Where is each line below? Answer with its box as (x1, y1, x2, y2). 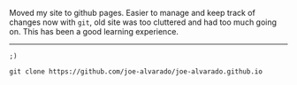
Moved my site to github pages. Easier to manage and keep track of (9, 8, 256, 18)
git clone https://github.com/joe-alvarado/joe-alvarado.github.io (9, 67, 263, 76)
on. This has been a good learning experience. (9, 27, 179, 36)
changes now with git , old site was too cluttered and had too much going (9, 17, 277, 27)
